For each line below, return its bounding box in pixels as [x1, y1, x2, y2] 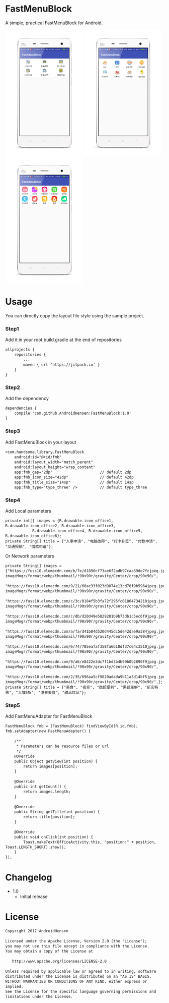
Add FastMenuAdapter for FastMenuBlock [5, 713, 93, 719]
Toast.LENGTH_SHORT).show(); [5, 845, 66, 850]
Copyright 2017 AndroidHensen [5, 929, 69, 934]
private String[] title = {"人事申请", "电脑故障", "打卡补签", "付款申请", [5, 539, 157, 544]
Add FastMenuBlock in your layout [5, 439, 76, 445]
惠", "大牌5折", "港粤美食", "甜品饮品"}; [5, 690, 87, 695]
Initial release [20, 894, 48, 900]
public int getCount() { [14, 784, 66, 790]
